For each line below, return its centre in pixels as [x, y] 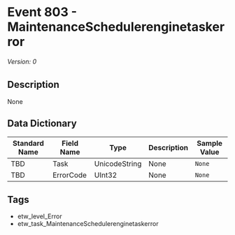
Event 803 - [42, 12]
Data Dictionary [42, 124]
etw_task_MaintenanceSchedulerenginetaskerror [88, 224]
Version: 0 [22, 61]
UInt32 [106, 175]
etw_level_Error [40, 216]
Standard [28, 143]
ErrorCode [70, 175]
